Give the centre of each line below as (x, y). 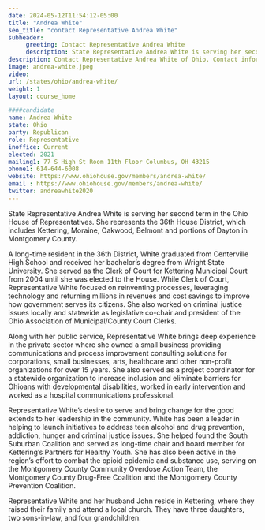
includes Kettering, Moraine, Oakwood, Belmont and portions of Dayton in (128, 230)
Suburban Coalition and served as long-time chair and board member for (127, 443)
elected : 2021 (32, 155)
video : (19, 74)
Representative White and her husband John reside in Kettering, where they (131, 501)
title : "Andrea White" (45, 23)
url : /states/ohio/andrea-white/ (63, 81)
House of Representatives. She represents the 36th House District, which (127, 222)
